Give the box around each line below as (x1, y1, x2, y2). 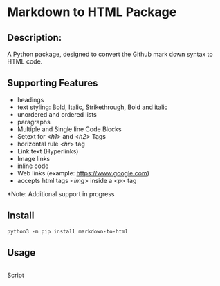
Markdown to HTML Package (7, 4, 177, 20)
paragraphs (17, 117, 51, 126)
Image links (17, 154, 51, 162)
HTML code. (7, 57, 43, 66)
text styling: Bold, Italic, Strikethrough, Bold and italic (17, 103, 168, 111)
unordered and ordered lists (17, 110, 97, 118)
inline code (17, 162, 49, 170)
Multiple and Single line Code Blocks (17, 125, 122, 133)
